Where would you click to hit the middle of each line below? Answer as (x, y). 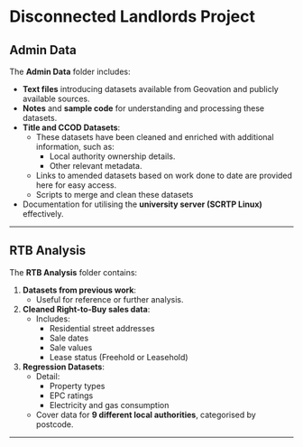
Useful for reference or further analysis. (110, 299)
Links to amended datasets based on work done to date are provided (164, 175)
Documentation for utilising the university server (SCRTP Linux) (142, 204)
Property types (77, 386)
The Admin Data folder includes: (70, 71)
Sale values (71, 347)
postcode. (55, 424)
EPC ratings (71, 396)
